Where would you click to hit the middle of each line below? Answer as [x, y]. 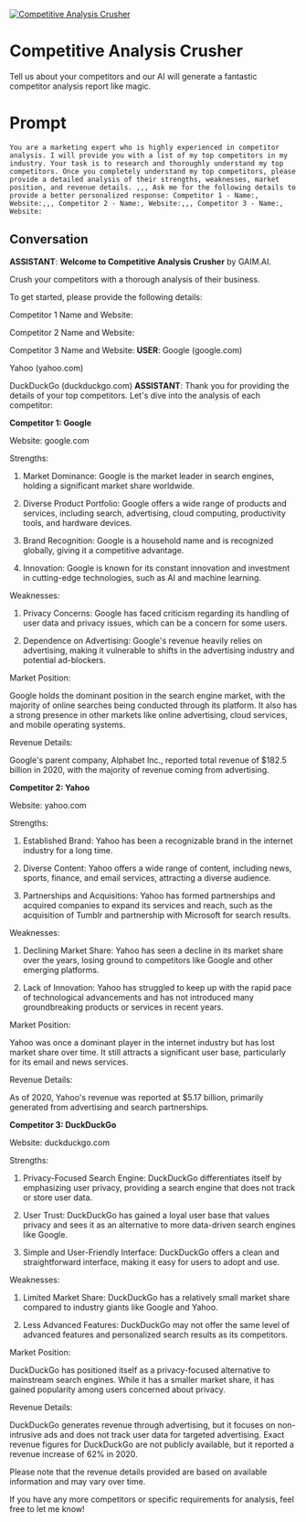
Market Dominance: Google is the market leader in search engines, [148, 476]
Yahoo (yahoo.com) [47, 368]
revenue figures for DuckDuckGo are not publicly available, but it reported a [152, 1444]
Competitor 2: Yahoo [50, 788]
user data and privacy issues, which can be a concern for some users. [155, 623]
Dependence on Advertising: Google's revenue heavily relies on [142, 640]
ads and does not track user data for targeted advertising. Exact [164, 1434]
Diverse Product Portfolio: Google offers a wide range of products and [154, 503]
